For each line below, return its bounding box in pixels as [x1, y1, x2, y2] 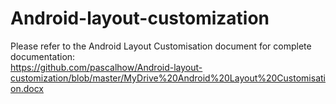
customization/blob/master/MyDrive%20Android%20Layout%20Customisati [10, 72, 326, 84]
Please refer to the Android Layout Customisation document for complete [10, 40, 312, 52]
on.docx [10, 82, 44, 94]
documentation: [10, 50, 76, 62]
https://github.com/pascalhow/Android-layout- [10, 61, 203, 73]
